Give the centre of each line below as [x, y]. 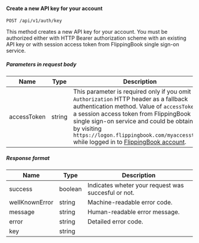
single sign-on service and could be [124, 121]
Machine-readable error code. [130, 203]
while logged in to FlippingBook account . [130, 142]
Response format [28, 158]
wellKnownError [31, 203]
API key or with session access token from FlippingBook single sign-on [93, 44]
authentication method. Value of [118, 107]
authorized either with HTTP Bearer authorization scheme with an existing [96, 38]
